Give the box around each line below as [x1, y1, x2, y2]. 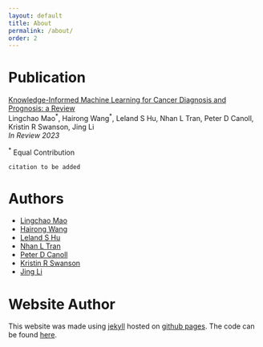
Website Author [8, 295, 116, 313]
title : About [8, 19, 52, 27]
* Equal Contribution [8, 146, 75, 157]
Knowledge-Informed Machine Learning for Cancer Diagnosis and [8, 95, 227, 105]
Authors [8, 189, 64, 208]
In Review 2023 [8, 130, 60, 140]
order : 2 [8, 34, 38, 42]
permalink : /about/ [8, 26, 74, 34]
